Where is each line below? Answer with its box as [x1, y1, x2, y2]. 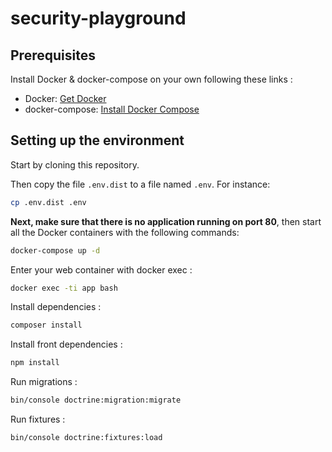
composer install [10, 320, 83, 331]
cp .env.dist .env [10, 197, 87, 207]
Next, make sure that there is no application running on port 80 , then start [10, 215, 322, 227]
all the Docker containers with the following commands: [10, 226, 240, 238]
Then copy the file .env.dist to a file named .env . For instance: [10, 178, 271, 190]
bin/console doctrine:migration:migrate [10, 395, 182, 406]
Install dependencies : [10, 301, 102, 313]
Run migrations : [10, 376, 78, 388]
